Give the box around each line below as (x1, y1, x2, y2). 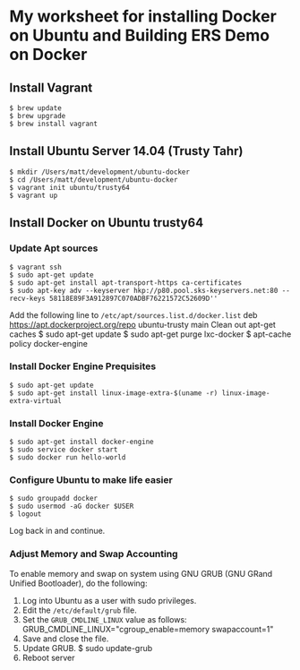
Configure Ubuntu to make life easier (9, 474, 173, 486)
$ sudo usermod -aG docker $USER (9, 502, 134, 511)
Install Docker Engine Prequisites (9, 360, 157, 373)
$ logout (9, 510, 42, 519)
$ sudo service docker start (9, 445, 118, 454)
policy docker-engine (9, 338, 88, 348)
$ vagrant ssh (9, 262, 63, 271)
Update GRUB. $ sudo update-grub (21, 642, 153, 653)
